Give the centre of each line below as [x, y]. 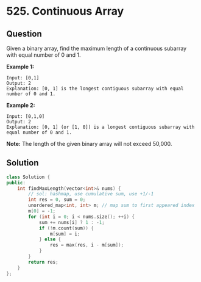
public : [16, 183]
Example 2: [21, 105]
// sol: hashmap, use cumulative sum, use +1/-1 [91, 194]
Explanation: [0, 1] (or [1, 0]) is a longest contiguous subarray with [100, 127]
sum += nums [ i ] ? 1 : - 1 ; [72, 222]
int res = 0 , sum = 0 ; [57, 200]
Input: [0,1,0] [26, 117]
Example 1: [20, 67]
